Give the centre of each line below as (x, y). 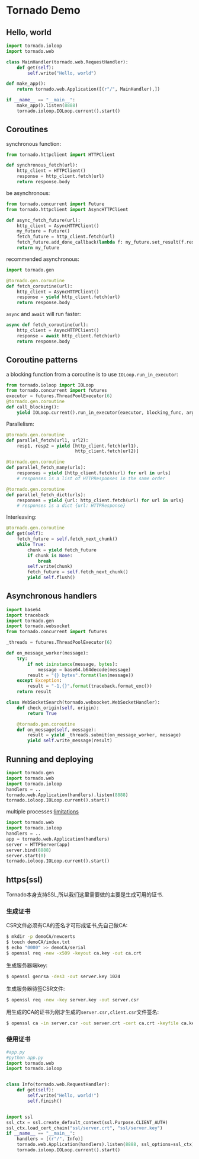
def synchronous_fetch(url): (42, 165)
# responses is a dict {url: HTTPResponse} (71, 506)
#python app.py (25, 1058)
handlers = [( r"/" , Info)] (50, 1139)
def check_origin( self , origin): (58, 708)
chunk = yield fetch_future (62, 550)
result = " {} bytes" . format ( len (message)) (81, 675)
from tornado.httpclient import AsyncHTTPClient (67, 209)
